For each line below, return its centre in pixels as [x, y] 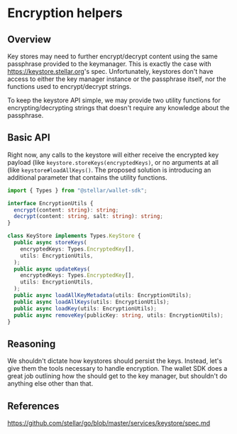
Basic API [29, 137]
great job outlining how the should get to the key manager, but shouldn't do [117, 376]
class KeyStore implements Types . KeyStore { [74, 236]
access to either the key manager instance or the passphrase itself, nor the [117, 79]
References [33, 406]
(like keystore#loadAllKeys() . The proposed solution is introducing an [109, 170]
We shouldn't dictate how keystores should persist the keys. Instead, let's [115, 361]
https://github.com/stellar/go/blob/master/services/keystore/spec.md [109, 423]
